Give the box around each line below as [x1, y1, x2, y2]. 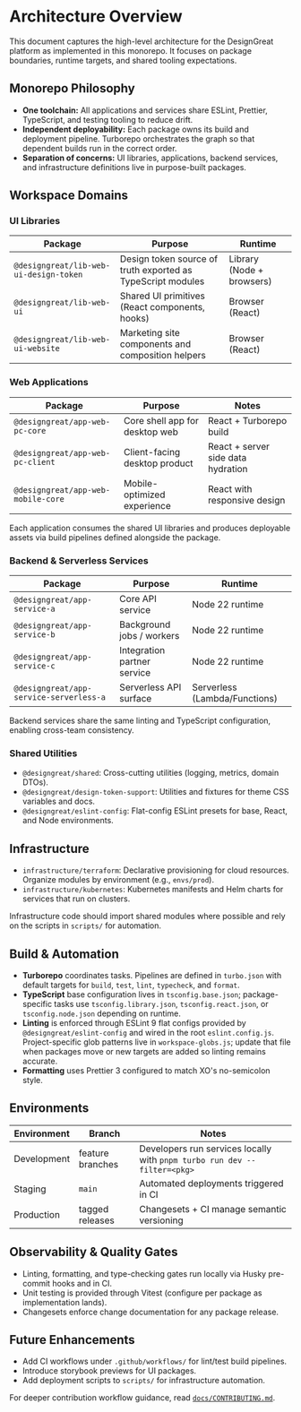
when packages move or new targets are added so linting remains [21, 1046, 267, 1056]
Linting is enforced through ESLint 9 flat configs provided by [21, 1017, 246, 1028]
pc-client [13, 457, 56, 467]
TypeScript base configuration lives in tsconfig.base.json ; [21, 988, 242, 1000]
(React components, [119, 301, 206, 314]
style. [21, 1074, 43, 1085]
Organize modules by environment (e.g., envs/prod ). [21, 874, 215, 885]
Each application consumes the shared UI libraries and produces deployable [9, 522, 291, 533]
